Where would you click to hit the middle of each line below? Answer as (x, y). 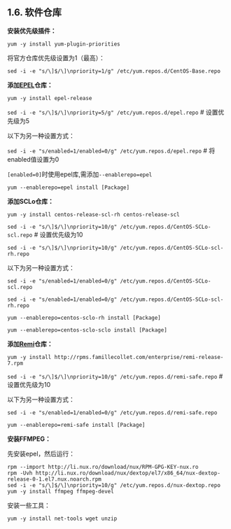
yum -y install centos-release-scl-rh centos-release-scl (93, 214)
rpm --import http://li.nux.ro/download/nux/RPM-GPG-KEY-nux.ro (103, 467)
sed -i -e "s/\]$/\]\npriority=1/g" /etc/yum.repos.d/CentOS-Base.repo (114, 71)
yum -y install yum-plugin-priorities (64, 44)
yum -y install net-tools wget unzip (62, 519)
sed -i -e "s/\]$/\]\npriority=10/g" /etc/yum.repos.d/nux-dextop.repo (114, 485)
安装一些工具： (29, 505)
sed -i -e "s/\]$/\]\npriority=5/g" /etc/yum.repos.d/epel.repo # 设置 (113, 112)
